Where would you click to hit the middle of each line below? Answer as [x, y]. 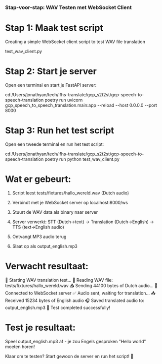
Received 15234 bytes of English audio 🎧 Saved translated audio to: [75, 300]
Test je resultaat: [40, 328]
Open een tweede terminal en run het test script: [55, 144]
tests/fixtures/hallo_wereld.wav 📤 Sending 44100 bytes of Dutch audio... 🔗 [81, 285]
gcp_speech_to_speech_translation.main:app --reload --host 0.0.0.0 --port [81, 105]
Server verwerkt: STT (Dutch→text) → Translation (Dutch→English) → [83, 222]
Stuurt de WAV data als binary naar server [55, 212]
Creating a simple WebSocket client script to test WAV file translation [75, 42]
